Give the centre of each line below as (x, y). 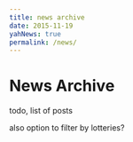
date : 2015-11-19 (41, 26)
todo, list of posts (41, 111)
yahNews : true (35, 34)
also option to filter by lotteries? (67, 128)
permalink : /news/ (43, 42)
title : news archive (47, 17)
